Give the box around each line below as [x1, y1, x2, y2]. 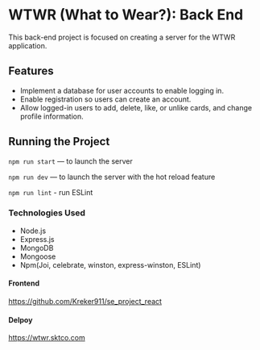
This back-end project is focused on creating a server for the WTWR [8, 32, 236, 42]
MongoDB [19, 243, 54, 252]
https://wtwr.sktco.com [8, 333, 86, 343]
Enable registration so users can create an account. [19, 94, 192, 104]
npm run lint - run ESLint [8, 187, 93, 197]
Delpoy [8, 315, 33, 324]
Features [8, 65, 54, 78]
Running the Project [8, 135, 110, 148]
